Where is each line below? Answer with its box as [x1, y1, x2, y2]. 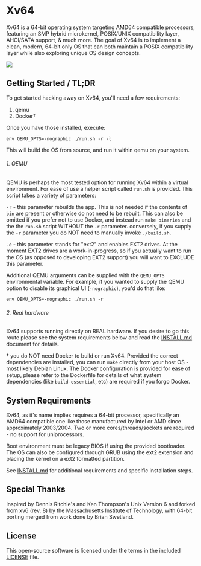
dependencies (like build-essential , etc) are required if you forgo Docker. [6, 378, 191, 385]
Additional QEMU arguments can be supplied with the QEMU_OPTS [6, 271, 165, 278]
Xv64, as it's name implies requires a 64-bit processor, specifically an [6, 411, 179, 419]
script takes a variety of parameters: [6, 191, 96, 199]
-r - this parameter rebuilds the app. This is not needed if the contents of [6, 203, 188, 210]
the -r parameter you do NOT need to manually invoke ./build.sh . [6, 229, 172, 236]
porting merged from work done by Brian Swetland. [6, 513, 134, 520]
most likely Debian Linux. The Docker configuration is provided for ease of [6, 365, 191, 372]
